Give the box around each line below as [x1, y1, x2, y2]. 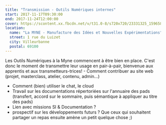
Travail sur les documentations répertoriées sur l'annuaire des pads [12, 88, 150, 94]
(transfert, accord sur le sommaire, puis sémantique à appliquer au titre [12, 93, 158, 99]
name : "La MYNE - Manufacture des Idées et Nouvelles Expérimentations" [9, 30, 163, 35]
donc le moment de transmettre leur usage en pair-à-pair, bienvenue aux [5, 63, 154, 69]
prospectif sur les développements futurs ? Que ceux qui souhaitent [12, 109, 151, 115]
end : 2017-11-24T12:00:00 [5, 16, 58, 21]
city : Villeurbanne [9, 40, 50, 44]
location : [5, 26, 26, 31]
